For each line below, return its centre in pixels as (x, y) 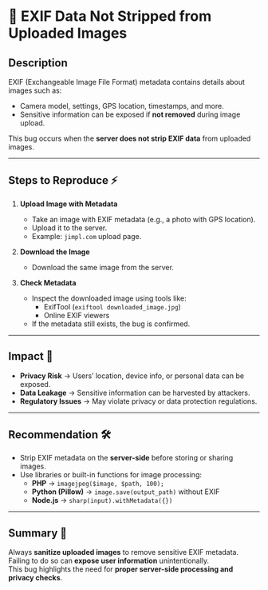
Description (38, 63)
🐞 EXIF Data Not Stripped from (110, 16)
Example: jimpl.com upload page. (87, 236)
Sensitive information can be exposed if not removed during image (130, 114)
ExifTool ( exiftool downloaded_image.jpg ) (112, 306)
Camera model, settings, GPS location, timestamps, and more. (122, 106)
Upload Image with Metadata (69, 204)
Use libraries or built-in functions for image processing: (110, 475)
